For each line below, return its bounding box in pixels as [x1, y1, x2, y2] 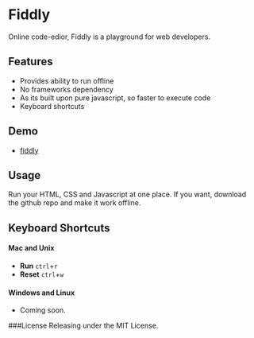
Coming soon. [19, 305, 66, 315]
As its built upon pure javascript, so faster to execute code [19, 93, 211, 103]
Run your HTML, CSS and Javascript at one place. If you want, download [8, 189, 247, 200]
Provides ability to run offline [19, 76, 114, 85]
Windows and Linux [8, 288, 75, 297]
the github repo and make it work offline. [8, 198, 141, 208]
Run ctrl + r [19, 261, 58, 270]
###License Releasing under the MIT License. [8, 321, 159, 331]
